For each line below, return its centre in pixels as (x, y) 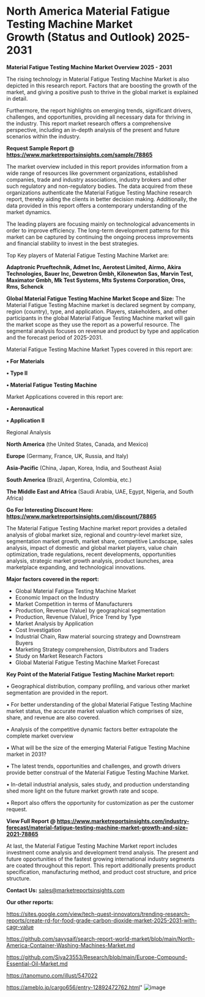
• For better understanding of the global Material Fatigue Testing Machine (99, 704)
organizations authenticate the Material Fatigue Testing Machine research (99, 192)
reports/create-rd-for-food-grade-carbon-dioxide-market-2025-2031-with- (102, 920)
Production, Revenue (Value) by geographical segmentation (91, 610)
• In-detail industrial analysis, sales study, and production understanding (98, 784)
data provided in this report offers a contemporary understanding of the (97, 206)
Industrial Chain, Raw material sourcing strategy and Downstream (98, 636)
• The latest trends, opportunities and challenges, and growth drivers (93, 766)
